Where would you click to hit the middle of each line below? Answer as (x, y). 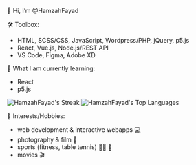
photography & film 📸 (47, 139)
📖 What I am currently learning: (51, 68)
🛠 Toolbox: (23, 25)
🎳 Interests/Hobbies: (36, 116)
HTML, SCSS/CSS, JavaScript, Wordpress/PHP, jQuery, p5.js (103, 40)
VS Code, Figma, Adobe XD (56, 55)
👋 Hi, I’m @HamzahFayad (43, 11)
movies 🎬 (31, 155)
